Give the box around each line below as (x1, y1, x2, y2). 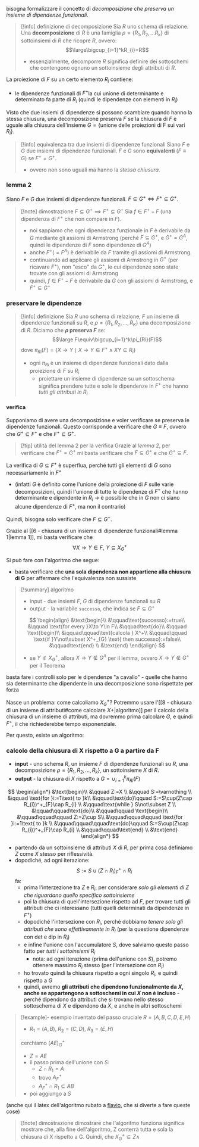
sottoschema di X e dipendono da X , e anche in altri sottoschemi (23, 1002, 182, 1009)
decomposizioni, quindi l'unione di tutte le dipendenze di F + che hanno (14, 487, 188, 495)
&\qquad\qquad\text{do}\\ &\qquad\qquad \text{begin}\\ (31, 807, 168, 814)
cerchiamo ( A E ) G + (20, 1039, 65, 1048)
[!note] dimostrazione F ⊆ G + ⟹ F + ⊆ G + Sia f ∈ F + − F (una (20, 207, 172, 215)
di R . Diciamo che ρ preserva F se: (20, 327, 106, 334)
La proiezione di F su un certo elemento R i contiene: (6, 76, 134, 84)
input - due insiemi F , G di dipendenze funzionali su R (29, 598, 161, 604)
